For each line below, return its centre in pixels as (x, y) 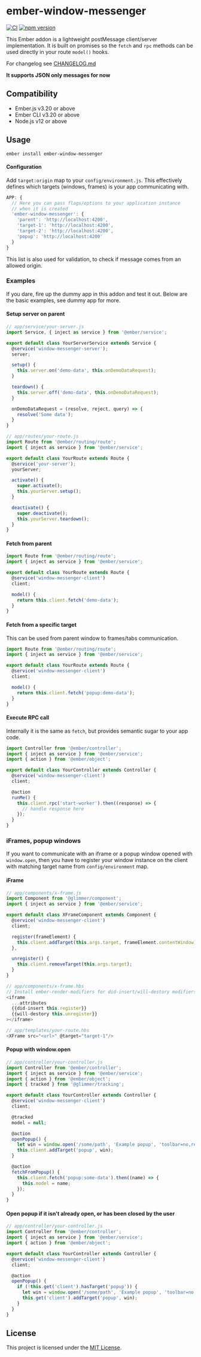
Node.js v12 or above (41, 121)
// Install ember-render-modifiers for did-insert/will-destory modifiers (101, 992)
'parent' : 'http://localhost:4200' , (63, 220)
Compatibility (32, 94)
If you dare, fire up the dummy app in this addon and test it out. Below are (97, 294)
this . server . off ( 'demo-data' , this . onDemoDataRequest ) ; (88, 392)
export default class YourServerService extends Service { (81, 343)
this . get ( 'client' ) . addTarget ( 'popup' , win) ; (80, 1298)
